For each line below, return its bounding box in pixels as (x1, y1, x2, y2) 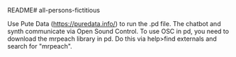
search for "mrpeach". (7, 42, 72, 50)
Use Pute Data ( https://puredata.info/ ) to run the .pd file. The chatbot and (7, 20, 221, 27)
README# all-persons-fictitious (7, 6, 101, 14)
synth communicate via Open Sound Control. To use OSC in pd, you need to (7, 27, 229, 35)
